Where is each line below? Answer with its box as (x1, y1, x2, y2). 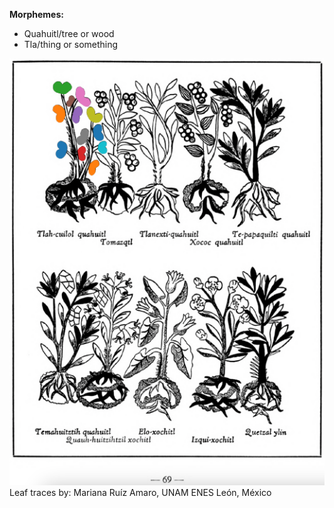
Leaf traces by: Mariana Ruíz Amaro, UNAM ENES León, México (9, 486, 272, 498)
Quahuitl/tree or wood (23, 28, 115, 39)
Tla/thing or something (23, 39, 119, 50)
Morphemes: (9, 9, 64, 20)
